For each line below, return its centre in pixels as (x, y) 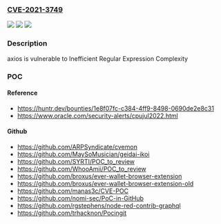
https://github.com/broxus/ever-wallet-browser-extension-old (105, 183)
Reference (22, 93)
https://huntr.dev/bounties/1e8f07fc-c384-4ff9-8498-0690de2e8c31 (115, 108)
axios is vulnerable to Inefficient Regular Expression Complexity (98, 58)
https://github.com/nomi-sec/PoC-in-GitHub (80, 198)
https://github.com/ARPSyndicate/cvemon (77, 147)
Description (27, 44)
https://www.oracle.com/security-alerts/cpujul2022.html (97, 115)
